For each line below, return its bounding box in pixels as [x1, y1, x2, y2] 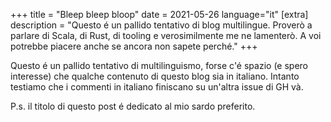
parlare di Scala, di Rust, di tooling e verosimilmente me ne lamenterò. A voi [10, 30, 322, 41]
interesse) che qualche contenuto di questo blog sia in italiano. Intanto [10, 70, 300, 82]
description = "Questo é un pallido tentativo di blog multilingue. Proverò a [10, 19, 313, 31]
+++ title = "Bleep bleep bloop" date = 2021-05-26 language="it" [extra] [10, 9, 309, 20]
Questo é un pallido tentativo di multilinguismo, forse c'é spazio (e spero [10, 60, 308, 71]
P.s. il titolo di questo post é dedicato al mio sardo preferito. [10, 100, 256, 112]
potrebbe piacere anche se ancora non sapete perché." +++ [10, 40, 258, 52]
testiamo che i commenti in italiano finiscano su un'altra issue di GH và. [10, 81, 304, 93]
